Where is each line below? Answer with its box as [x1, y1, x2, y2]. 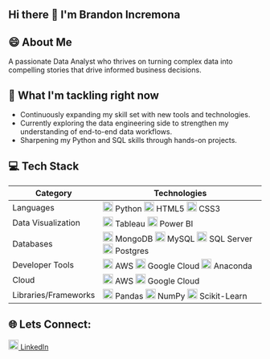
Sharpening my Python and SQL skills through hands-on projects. [19, 136, 237, 145]
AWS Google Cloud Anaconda [115, 260, 253, 271]
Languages [12, 202, 55, 213]
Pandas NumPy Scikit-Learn [115, 290, 247, 301]
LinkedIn [19, 342, 49, 352]
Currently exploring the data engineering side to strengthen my [19, 118, 229, 129]
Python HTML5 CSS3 [115, 202, 221, 214]
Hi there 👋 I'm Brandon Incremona [8, 8, 181, 22]
